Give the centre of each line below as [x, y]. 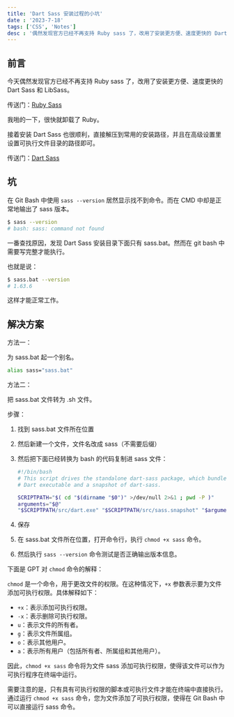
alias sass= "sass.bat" [40, 370]
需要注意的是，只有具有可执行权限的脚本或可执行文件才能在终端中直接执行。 [117, 689]
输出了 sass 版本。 [46, 209]
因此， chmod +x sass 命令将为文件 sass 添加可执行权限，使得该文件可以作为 [116, 666]
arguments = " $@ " [39, 504]
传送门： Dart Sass [33, 158]
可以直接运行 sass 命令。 [43, 707]
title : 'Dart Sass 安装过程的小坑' [55, 14]
